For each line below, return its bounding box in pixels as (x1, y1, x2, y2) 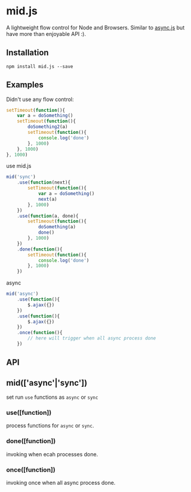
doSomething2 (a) (27, 124, 68, 130)
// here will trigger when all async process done (27, 335, 156, 341)
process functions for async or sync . (6, 422, 94, 429)
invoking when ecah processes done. (6, 450, 98, 458)
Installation (6, 48, 49, 58)
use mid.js (6, 163, 32, 170)
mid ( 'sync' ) (6, 174, 36, 180)
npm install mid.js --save (6, 63, 73, 69)
